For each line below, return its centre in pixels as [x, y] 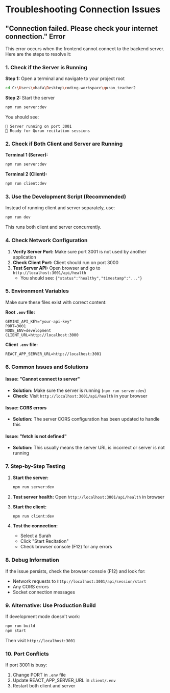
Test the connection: [35, 526]
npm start [16, 630]
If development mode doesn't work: [43, 617]
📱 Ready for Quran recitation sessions [48, 131]
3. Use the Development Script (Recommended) [66, 197]
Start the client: [30, 507]
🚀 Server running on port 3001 [39, 127]
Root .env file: [20, 312]
